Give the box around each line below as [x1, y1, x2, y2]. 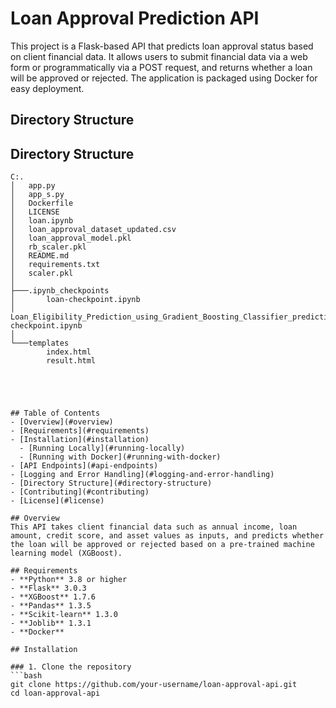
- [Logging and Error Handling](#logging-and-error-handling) [10, 470, 275, 480]
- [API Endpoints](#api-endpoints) [10, 461, 159, 471]
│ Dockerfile [10, 198, 74, 209]
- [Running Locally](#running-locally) [19, 443, 186, 454]
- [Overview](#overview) [10, 417, 114, 427]
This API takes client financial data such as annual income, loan [10, 522, 298, 532]
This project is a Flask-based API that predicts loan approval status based [10, 40, 314, 52]
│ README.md [10, 251, 70, 261]
